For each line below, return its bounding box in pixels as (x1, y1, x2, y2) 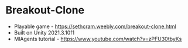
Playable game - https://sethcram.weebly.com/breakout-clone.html (13, 23, 176, 30)
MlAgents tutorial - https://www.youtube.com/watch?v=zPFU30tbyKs (13, 35, 182, 42)
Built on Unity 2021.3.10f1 (13, 29, 74, 36)
